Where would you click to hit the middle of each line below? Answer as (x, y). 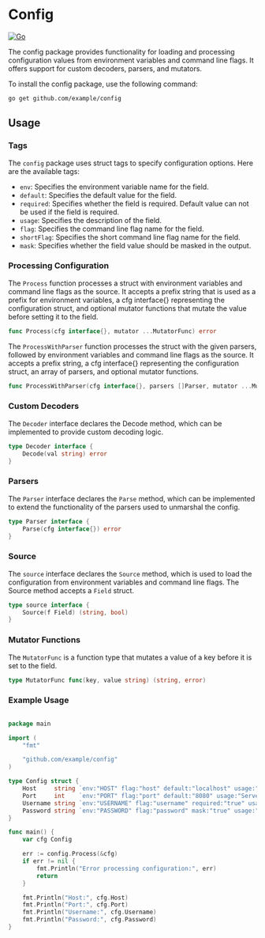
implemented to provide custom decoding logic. (86, 432)
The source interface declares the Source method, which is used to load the (130, 573)
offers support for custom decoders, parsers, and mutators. (105, 68)
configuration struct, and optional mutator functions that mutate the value (127, 308)
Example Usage (39, 700)
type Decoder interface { (50, 446)
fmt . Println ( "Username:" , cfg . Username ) (90, 912)
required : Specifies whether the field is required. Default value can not (134, 203)
